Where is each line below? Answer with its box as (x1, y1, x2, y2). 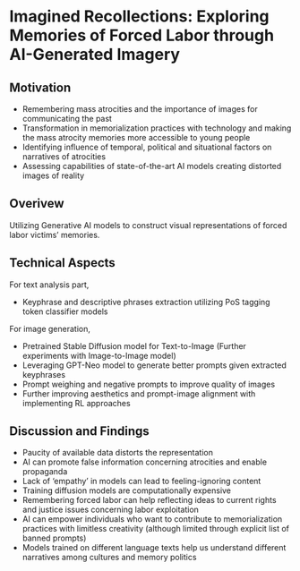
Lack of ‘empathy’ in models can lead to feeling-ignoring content (21, 476, 261, 487)
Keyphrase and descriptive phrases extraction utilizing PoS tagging (21, 296, 270, 307)
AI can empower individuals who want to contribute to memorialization (21, 514, 283, 524)
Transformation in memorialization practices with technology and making (21, 123, 292, 133)
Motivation (9, 80, 72, 95)
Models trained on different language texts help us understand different (21, 542, 287, 553)
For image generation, (9, 323, 91, 334)
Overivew (9, 196, 64, 211)
